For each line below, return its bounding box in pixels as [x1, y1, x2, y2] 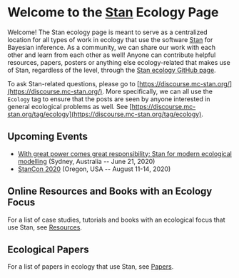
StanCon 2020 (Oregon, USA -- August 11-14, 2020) [17, 165, 171, 173]
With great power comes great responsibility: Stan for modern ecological [17, 149, 232, 158]
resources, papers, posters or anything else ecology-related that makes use [7, 58, 230, 66]
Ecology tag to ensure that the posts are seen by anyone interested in [7, 94, 210, 103]
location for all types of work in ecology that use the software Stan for [7, 35, 213, 43]
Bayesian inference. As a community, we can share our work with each [7, 43, 216, 51]
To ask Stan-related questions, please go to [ [7, 79, 140, 88]
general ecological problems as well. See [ [7, 102, 132, 110]
